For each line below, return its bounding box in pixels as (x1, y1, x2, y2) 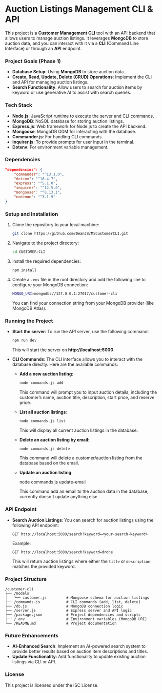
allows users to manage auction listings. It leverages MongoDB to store (5, 35, 148, 41)
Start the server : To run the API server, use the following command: (12, 328, 149, 334)
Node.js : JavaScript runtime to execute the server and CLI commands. (12, 113, 155, 119)
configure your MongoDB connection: (12, 282, 88, 288)
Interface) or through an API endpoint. (5, 45, 82, 51)
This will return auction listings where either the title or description (12, 558, 151, 564)
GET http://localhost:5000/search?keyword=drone (12, 549, 113, 555)
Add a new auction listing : (19, 371, 73, 377)
